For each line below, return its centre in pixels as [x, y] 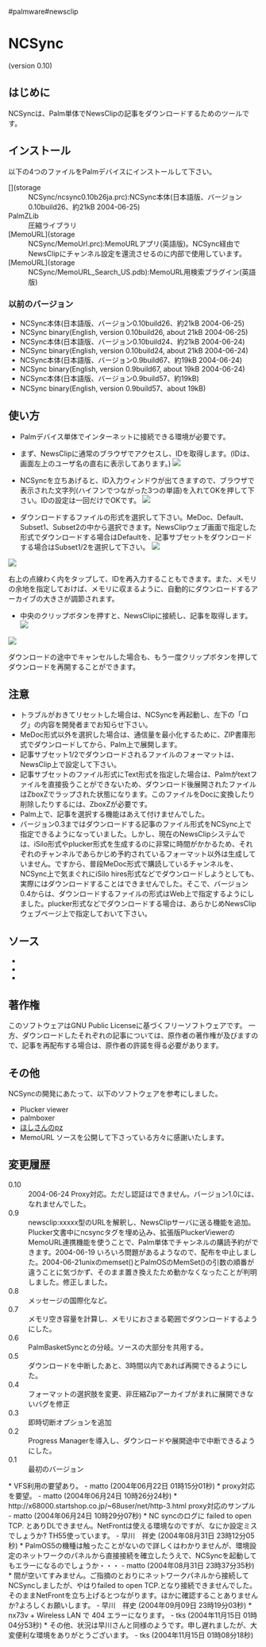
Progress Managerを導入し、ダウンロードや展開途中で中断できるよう [142, 1440]
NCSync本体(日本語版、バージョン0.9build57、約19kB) [110, 378]
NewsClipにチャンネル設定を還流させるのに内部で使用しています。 [137, 253]
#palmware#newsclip [43, 12]
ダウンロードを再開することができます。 [74, 667]
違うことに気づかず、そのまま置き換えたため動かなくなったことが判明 [143, 1271]
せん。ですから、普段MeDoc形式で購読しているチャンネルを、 [136, 864]
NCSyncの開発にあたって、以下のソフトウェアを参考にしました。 [115, 1093]
